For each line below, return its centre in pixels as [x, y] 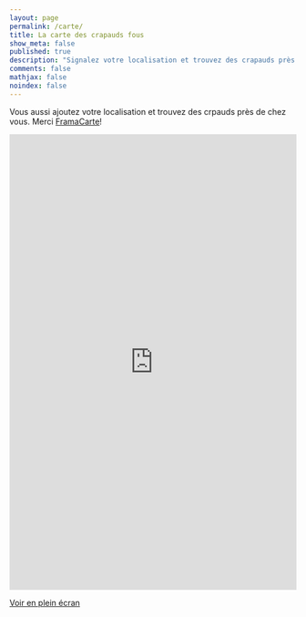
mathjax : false [38, 77]
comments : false [40, 69]
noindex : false [38, 86]
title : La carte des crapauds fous [77, 35]
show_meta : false [42, 43]
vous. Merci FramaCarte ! [56, 121]
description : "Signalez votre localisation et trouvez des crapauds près [153, 60]
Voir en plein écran [45, 602]
